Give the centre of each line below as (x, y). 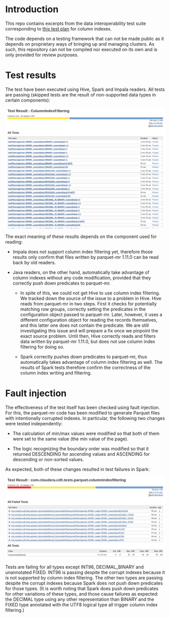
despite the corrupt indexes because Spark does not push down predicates (84, 583)
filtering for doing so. (42, 347)
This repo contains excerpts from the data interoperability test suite (76, 23)
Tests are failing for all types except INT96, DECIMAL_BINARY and (74, 567)
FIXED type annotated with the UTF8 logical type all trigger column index (82, 605)
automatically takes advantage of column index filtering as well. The (91, 362)
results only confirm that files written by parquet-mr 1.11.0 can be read (86, 257)
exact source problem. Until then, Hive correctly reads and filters (88, 336)
